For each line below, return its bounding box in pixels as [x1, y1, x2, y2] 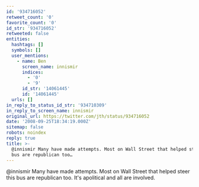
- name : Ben [17, 58, 46, 64]
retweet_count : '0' [6, 14, 54, 20]
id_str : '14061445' [21, 86, 70, 92]
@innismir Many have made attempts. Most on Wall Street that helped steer [6, 168, 190, 175]
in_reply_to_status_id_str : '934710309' [6, 102, 108, 108]
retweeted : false [6, 31, 49, 37]
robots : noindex [6, 130, 46, 136]
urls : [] [11, 96, 33, 102]
